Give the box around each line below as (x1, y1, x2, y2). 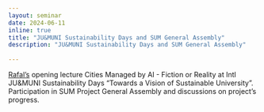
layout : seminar (8, 11, 62, 20)
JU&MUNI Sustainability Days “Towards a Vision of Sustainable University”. (8, 78, 254, 88)
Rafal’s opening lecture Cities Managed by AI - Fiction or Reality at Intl (8, 70, 236, 79)
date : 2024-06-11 (8, 19, 66, 27)
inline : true (8, 26, 52, 34)
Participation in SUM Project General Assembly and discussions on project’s (8, 87, 257, 95)
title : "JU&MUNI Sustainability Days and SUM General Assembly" (8, 33, 225, 42)
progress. (8, 95, 40, 104)
